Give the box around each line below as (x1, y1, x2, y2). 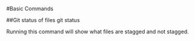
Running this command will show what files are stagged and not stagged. (6, 28, 189, 35)
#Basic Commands (6, 5, 53, 12)
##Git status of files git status (6, 17, 80, 23)
